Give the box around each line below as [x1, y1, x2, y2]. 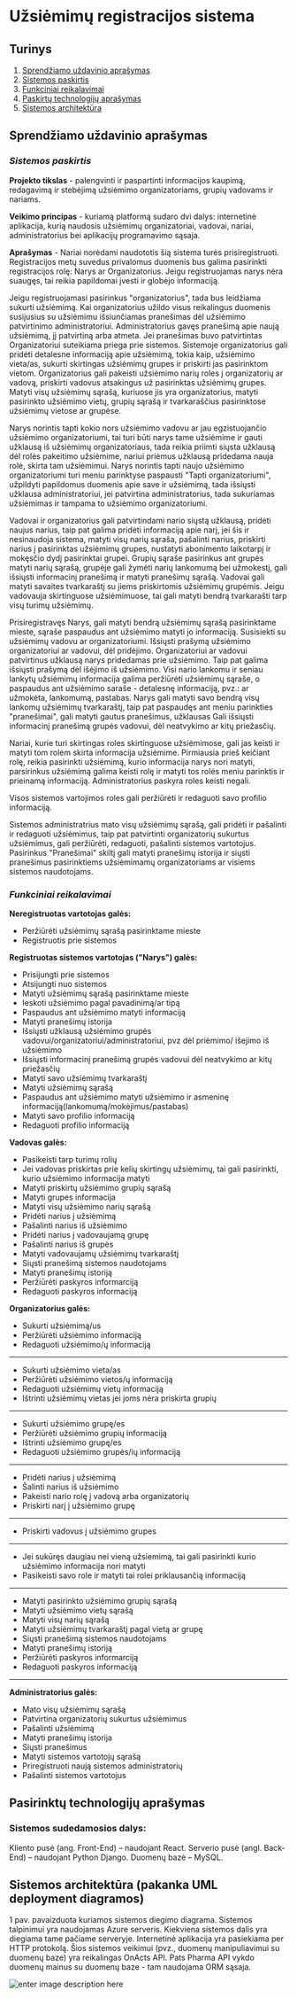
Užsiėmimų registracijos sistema [9, 6, 255, 27]
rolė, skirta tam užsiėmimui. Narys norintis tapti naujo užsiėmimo [9, 460, 245, 470]
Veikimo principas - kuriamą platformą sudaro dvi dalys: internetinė [9, 211, 257, 222]
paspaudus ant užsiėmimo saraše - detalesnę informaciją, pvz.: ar [9, 682, 249, 693]
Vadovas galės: [9, 1137, 68, 1147]
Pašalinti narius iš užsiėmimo [21, 1220, 128, 1231]
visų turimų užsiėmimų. [9, 600, 95, 610]
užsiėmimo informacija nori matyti [21, 1560, 146, 1571]
